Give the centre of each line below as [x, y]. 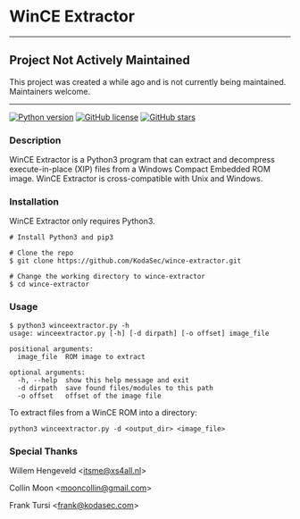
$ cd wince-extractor [50, 285]
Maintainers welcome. [50, 91]
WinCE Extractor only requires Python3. [82, 222]
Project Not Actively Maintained [100, 60]
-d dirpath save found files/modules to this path [116, 388]
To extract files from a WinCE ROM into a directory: [104, 412]
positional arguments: [51, 349]
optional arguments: [48, 373]
